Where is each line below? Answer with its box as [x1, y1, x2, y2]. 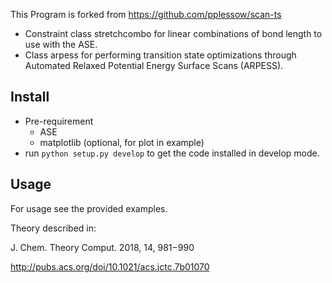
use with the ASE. [24, 39, 98, 50]
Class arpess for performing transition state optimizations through [24, 49, 297, 61]
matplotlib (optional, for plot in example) [39, 136, 205, 148]
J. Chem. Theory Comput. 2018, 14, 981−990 [10, 241, 195, 253]
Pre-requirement [24, 115, 94, 127]
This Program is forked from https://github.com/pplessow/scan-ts [10, 9, 282, 20]
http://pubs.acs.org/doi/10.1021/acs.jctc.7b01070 [10, 260, 210, 273]
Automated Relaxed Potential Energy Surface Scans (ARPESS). [24, 60, 284, 71]
